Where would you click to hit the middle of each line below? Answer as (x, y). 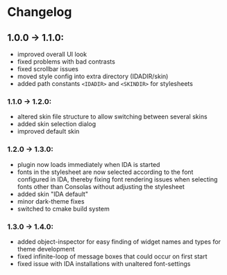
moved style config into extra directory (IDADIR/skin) (93, 76)
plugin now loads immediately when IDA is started (89, 164)
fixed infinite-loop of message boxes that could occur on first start (112, 256)
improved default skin (48, 132)
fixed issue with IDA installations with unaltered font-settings (104, 263)
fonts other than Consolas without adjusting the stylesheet (101, 186)
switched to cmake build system (63, 209)
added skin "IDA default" (53, 194)
